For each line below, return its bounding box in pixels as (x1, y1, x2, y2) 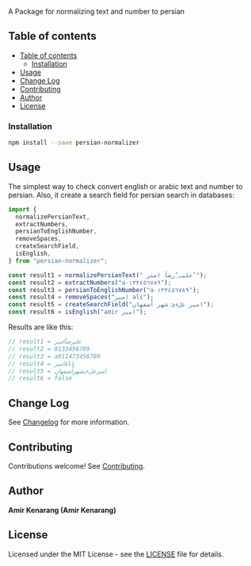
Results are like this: (8, 322, 74, 332)
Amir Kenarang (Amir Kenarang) (8, 505, 116, 515)
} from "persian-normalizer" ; (8, 256, 108, 264)
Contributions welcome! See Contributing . (8, 461, 145, 470)
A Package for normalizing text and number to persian (8, 7, 184, 16)
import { (8, 205, 37, 213)
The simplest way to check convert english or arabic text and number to (8, 181, 243, 191)
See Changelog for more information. (8, 417, 130, 427)
